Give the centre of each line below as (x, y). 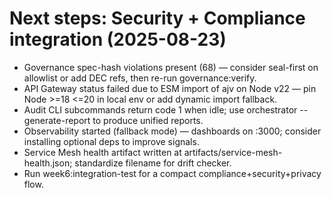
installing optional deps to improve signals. (111, 141)
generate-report (57, 120)
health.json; (48, 163)
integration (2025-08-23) (118, 39)
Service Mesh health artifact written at (102, 152)
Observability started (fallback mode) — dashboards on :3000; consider (172, 131)
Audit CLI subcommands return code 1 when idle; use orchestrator (160, 109)
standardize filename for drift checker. (153, 163)
